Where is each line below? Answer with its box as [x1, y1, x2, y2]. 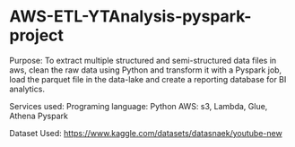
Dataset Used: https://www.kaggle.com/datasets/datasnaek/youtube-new [9, 127, 282, 138]
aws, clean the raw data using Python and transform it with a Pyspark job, [9, 65, 282, 75]
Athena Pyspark [9, 110, 69, 121]
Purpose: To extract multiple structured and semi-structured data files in [9, 55, 277, 65]
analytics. [9, 83, 45, 94]
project [9, 25, 65, 46]
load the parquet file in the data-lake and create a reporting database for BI [9, 73, 287, 84]
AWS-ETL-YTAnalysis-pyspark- [9, 6, 252, 27]
